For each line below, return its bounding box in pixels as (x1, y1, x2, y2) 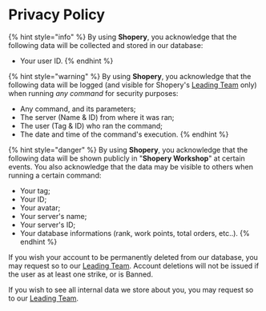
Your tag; (19, 185, 50, 195)
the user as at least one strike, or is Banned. (8, 269, 154, 279)
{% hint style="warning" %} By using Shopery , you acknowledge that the (8, 71, 252, 81)
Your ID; (19, 194, 47, 204)
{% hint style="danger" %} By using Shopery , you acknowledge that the (8, 145, 248, 154)
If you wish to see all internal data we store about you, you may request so (8, 285, 254, 294)
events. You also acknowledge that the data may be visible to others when (8, 161, 254, 171)
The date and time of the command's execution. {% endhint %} (19, 130, 229, 139)
